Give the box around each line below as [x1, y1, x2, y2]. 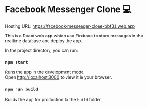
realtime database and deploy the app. [5, 37, 82, 44]
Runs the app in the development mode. [5, 69, 85, 75]
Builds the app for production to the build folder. [5, 96, 102, 102]
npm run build [5, 87, 38, 92]
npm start [5, 59, 28, 65]
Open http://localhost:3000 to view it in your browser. [5, 74, 113, 80]
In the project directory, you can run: [5, 47, 78, 53]
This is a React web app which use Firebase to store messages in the [5, 33, 143, 38]
